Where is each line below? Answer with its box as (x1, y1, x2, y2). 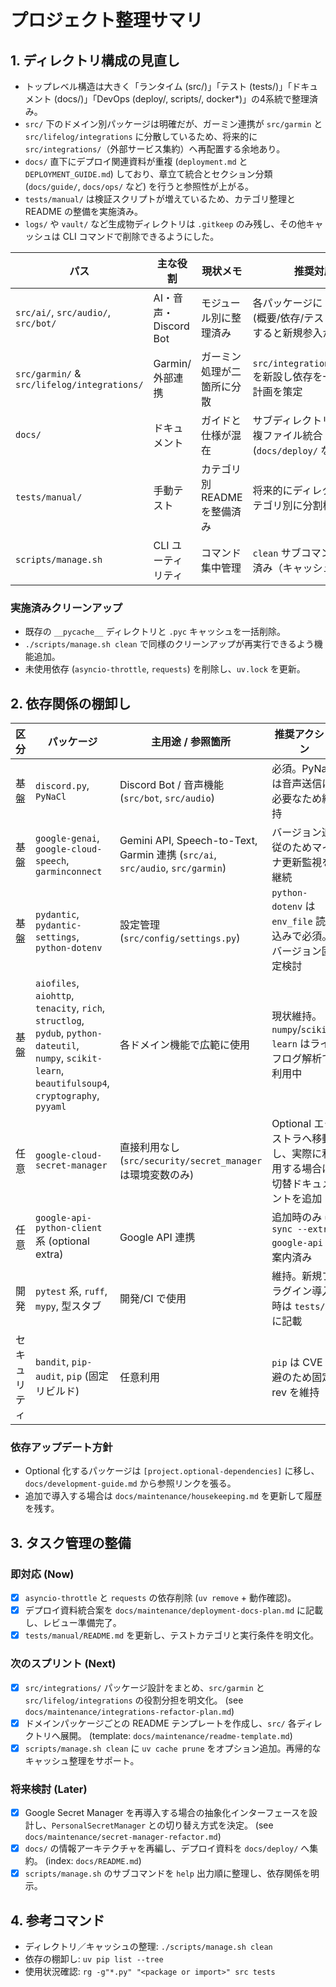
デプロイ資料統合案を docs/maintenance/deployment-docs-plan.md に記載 (24, 1604, 324, 1616)
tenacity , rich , (35, 1001, 106, 1015)
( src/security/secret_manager (119, 1154, 263, 1168)
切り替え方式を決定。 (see (164, 1819, 274, 1831)
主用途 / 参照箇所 (151, 735, 231, 749)
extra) (35, 1247, 64, 1261)
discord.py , (35, 779, 90, 793)
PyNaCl (35, 791, 67, 803)
